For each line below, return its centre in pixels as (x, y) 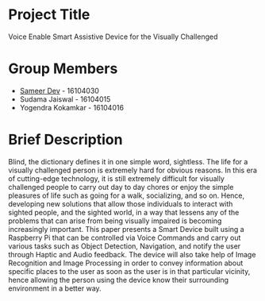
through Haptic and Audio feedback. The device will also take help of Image (132, 254)
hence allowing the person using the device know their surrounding (118, 280)
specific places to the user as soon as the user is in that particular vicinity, (129, 271)
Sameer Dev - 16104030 (59, 91)
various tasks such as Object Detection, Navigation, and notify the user (125, 246)
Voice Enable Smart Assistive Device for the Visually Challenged (113, 37)
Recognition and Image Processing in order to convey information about (126, 263)
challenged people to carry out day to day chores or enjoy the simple (121, 187)
